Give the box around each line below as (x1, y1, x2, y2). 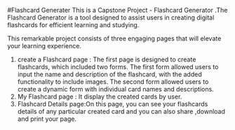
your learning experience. (7, 42, 82, 50)
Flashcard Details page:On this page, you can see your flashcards (17, 100, 208, 108)
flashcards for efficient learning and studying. (7, 21, 140, 29)
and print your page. (17, 115, 77, 123)
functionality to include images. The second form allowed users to (17, 78, 209, 86)
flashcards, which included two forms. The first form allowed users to (17, 63, 219, 71)
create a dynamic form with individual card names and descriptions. (17, 85, 214, 93)
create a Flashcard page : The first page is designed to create (17, 55, 196, 64)
